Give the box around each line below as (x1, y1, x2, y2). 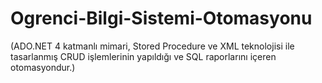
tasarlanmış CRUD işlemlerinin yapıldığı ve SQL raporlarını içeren (10, 50, 277, 62)
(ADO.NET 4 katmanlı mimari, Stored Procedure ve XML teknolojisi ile (10, 40, 295, 52)
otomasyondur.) (10, 61, 76, 73)
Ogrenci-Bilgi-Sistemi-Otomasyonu (10, 7, 313, 30)
